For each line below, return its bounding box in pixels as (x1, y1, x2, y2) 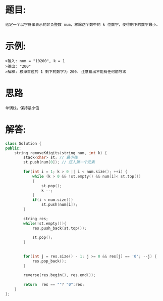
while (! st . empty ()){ (23, 221, 67, 226)
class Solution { (5, 141, 42, 146)
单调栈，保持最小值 (5, 105, 39, 111)
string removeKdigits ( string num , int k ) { (14, 150, 107, 155)
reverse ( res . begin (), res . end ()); (23, 273, 96, 278)
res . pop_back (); (32, 259, 67, 264)
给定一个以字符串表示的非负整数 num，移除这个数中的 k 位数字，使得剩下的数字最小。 (5, 22, 160, 27)
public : (5, 146, 22, 151)
